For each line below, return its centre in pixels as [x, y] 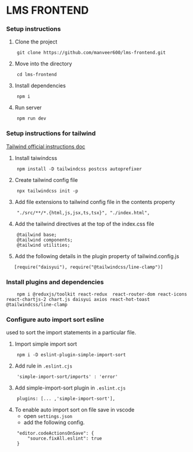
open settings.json [48, 416]
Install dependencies [40, 86]
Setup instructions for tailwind [51, 133]
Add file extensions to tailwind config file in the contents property [95, 202]
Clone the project [36, 42]
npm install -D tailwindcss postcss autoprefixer [80, 169]
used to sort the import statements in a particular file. [71, 332]
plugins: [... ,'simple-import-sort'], [66, 399]
